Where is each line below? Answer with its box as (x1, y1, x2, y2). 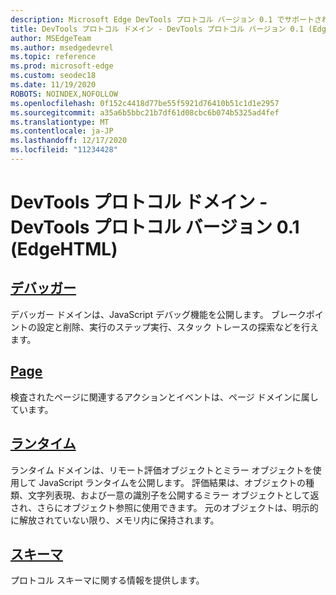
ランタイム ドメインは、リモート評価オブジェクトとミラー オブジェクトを (10, 464, 313, 476)
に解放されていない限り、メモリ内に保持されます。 (10, 514, 220, 526)
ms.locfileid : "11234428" (10, 145, 118, 155)
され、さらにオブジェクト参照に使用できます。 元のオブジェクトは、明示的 (10, 501, 319, 513)
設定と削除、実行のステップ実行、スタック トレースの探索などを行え (36, 321, 320, 333)
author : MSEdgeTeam (10, 33, 92, 43)
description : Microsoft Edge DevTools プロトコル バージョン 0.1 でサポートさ (10, 14, 322, 25)
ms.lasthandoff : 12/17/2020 (10, 136, 128, 146)
